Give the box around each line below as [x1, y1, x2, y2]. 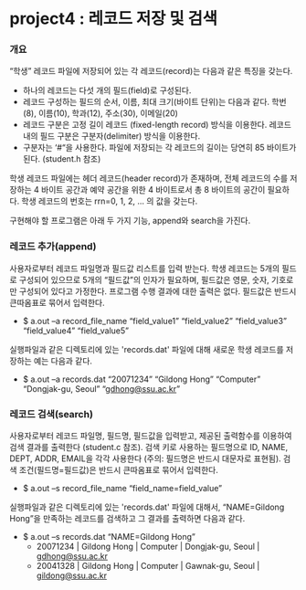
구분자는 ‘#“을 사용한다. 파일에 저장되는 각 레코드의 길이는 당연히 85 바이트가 [22, 142, 297, 153]
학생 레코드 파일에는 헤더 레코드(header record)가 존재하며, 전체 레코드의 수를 [9, 173, 289, 184]
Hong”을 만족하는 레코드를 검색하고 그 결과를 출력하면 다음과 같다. [9, 513, 246, 524]
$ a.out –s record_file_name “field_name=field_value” [22, 483, 223, 494]
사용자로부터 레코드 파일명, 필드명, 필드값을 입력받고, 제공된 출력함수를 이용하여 [9, 430, 292, 441]
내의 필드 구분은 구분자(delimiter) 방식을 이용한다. [22, 131, 201, 142]
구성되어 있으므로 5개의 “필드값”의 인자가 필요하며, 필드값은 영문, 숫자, [18, 274, 269, 285]
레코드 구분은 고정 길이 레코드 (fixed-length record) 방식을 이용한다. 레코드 [22, 120, 292, 131]
